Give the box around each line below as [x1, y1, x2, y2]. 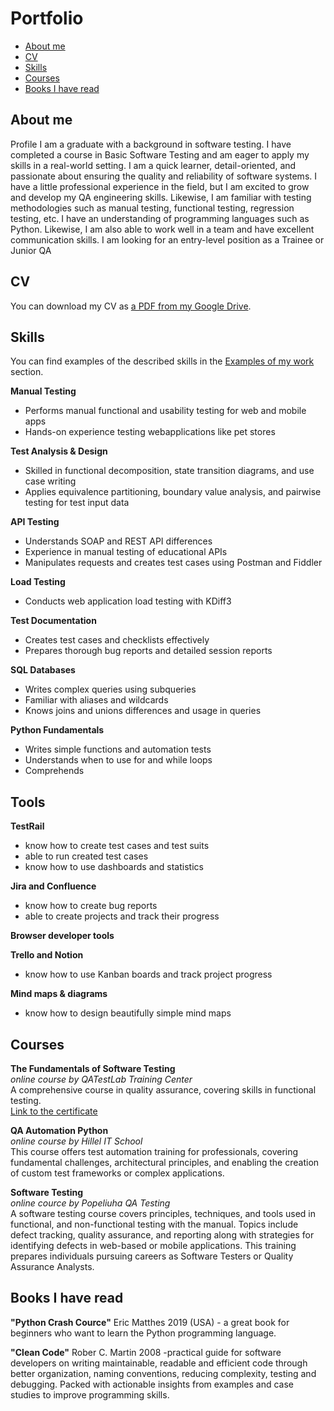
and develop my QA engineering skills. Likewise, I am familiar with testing [10, 191, 312, 203]
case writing [24, 475, 77, 487]
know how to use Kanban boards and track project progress [24, 968, 273, 981]
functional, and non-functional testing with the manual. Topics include [10, 1218, 299, 1230]
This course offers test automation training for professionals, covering [10, 1146, 299, 1157]
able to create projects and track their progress [24, 910, 220, 922]
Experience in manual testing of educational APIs [24, 546, 228, 558]
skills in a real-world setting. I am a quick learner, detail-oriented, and [10, 159, 297, 171]
